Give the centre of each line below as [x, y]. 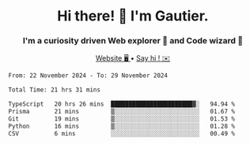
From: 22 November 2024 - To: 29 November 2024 [88, 76]
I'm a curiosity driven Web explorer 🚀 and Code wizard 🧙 [133, 41]
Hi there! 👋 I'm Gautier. [133, 16]
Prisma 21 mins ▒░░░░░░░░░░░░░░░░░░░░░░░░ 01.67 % [122, 112]
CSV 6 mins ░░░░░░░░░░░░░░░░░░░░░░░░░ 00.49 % [122, 133]
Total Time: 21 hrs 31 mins [55, 90]
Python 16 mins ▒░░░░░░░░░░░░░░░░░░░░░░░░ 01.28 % [122, 126]
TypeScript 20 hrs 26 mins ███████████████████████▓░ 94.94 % [122, 104]
